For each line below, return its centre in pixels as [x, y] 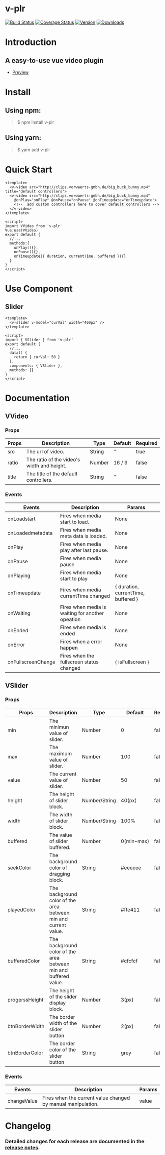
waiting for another [82, 613]
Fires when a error [81, 641]
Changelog [28, 1126]
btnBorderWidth [26, 1026]
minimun [59, 727]
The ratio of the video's [53, 460]
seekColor [19, 868]
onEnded [18, 630]
